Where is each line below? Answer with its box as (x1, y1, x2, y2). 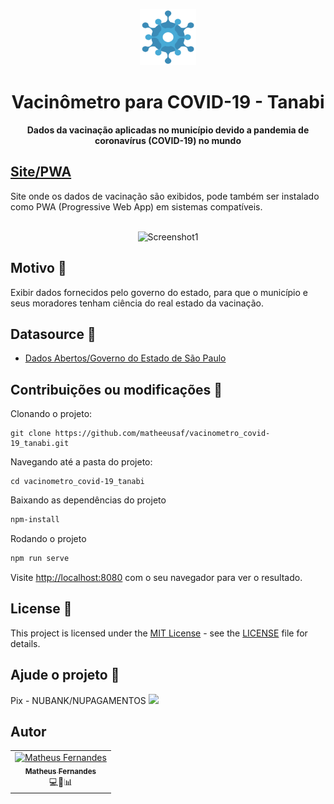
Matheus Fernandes (24, 766, 97, 776)
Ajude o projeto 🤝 (10, 667, 120, 684)
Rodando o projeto (10, 533, 87, 545)
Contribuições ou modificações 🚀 (10, 381, 223, 398)
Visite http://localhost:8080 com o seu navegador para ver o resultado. (10, 571, 303, 583)
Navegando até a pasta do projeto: (10, 456, 153, 468)
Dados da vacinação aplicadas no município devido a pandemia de (26, 124, 310, 136)
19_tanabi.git (10, 439, 70, 449)
